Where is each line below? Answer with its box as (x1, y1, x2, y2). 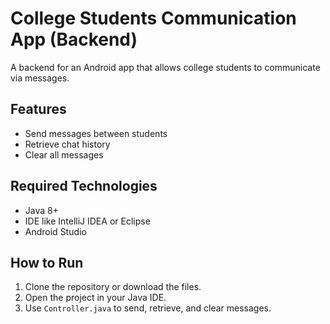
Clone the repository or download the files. (24, 281, 202, 293)
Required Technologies (10, 178, 158, 195)
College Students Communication (10, 7, 297, 30)
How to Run (10, 254, 84, 271)
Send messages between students (24, 127, 168, 139)
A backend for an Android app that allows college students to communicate (10, 61, 321, 73)
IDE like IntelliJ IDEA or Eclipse (24, 215, 151, 227)
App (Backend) (10, 28, 138, 51)
